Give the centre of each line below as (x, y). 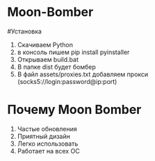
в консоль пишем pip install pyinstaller (73, 52)
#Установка (24, 31)
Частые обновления (47, 128)
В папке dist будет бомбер (56, 67)
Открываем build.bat (48, 59)
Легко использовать (48, 144)
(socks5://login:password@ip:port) (67, 81)
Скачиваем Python (45, 44)
